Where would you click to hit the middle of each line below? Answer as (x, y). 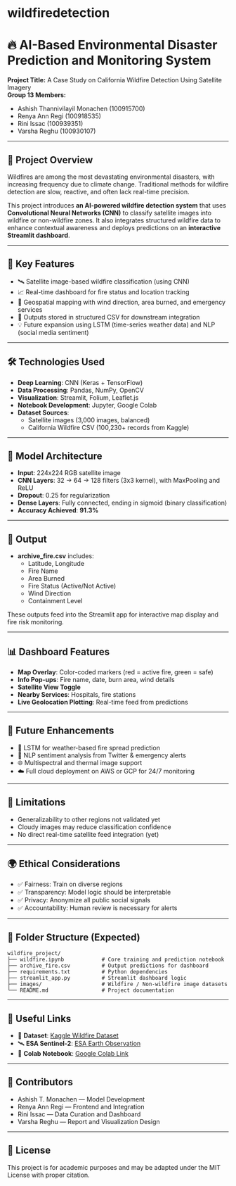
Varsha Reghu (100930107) (57, 131)
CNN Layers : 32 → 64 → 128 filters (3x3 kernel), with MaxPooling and (118, 481)
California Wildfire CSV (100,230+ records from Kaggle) (109, 427)
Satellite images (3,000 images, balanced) (89, 419)
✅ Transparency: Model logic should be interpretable (94, 892)
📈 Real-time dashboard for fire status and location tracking (103, 292)
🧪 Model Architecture (55, 456)
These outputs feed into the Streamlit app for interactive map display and (113, 614)
